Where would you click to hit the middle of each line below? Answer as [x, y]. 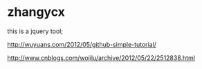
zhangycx [36, 12]
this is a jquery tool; [35, 31]
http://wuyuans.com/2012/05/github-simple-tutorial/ [82, 44]
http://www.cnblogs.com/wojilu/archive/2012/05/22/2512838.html [101, 58]
